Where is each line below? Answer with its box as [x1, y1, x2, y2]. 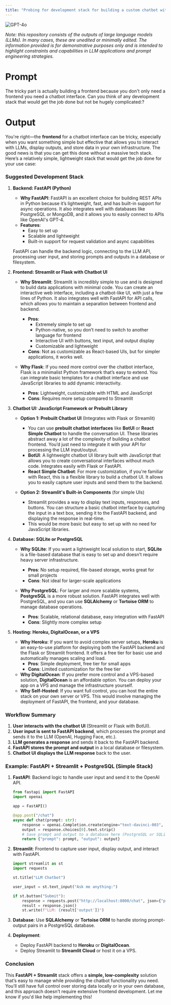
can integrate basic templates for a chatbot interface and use [20, 374, 149, 380]
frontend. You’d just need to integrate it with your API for [27, 441, 147, 447]
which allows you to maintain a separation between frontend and [20, 300, 156, 306]
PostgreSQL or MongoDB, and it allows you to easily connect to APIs [20, 211, 164, 217]
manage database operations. [20, 604, 83, 610]
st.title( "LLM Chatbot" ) [12, 875, 66, 880]
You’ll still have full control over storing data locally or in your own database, [5, 983, 165, 989]
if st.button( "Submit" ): [12, 893, 66, 899]
